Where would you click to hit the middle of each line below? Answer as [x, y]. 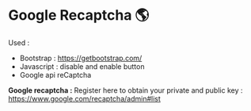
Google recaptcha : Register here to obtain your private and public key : [125, 90]
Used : [19, 42]
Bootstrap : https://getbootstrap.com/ [81, 58]
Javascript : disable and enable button [82, 66]
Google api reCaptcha [55, 75]
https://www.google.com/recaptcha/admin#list [84, 98]
